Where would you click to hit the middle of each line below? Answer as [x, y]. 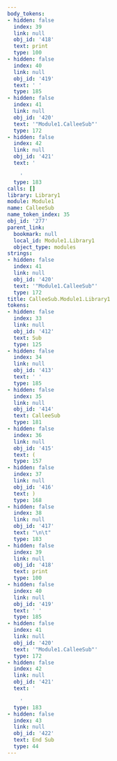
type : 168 [28, 500]
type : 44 [26, 746]
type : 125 [28, 344]
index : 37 [28, 474]
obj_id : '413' [34, 371]
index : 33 [28, 318]
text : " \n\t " [32, 533]
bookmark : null [36, 234]
